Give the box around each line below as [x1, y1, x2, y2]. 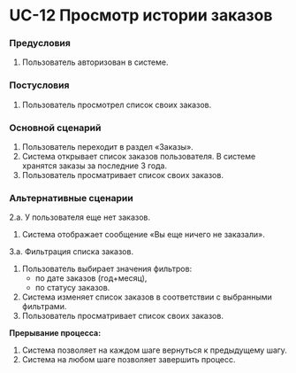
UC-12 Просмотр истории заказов [9, 5, 273, 26]
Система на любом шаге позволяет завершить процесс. [21, 354, 236, 365]
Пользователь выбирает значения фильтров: [21, 263, 193, 275]
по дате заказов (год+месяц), [34, 273, 148, 284]
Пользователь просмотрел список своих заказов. [21, 99, 212, 110]
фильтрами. [21, 301, 67, 312]
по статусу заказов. [34, 283, 110, 293]
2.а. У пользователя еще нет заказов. [9, 212, 151, 222]
